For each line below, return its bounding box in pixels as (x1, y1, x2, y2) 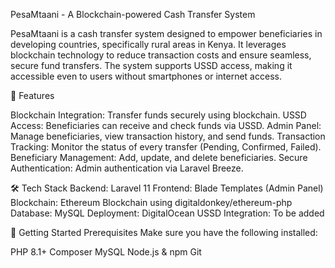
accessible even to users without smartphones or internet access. (10, 70, 282, 82)
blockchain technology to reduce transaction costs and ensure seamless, (10, 49, 312, 61)
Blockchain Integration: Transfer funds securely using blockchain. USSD (10, 109, 307, 121)
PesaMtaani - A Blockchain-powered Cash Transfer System (10, 9, 256, 20)
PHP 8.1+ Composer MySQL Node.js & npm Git (10, 246, 202, 258)
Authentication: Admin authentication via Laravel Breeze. (10, 162, 244, 174)
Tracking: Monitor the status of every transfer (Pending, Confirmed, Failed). (10, 141, 322, 153)
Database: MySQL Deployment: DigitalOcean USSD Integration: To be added (10, 207, 325, 219)
